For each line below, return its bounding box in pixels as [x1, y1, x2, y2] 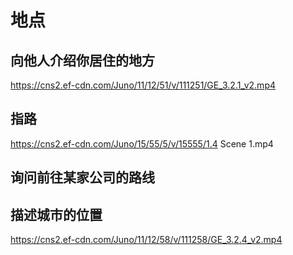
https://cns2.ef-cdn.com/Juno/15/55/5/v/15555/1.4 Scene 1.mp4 [10, 137, 274, 150]
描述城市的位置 [10, 206, 103, 223]
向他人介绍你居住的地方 [10, 52, 155, 69]
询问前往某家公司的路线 [10, 169, 155, 186]
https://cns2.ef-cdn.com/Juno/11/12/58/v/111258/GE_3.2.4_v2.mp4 [10, 234, 283, 246]
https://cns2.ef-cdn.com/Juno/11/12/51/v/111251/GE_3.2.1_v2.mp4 [10, 79, 276, 91]
